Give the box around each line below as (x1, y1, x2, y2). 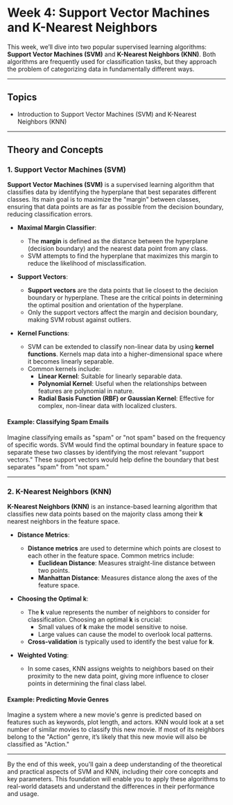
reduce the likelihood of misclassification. (27, 259, 147, 268)
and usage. (7, 790, 40, 798)
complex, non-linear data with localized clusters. (37, 402, 177, 410)
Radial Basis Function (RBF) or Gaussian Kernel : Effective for (37, 394, 215, 402)
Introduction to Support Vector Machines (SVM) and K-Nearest (17, 110, 197, 118)
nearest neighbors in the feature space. (7, 517, 120, 526)
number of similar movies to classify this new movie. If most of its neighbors (7, 725, 225, 734)
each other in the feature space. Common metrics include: (27, 551, 195, 560)
